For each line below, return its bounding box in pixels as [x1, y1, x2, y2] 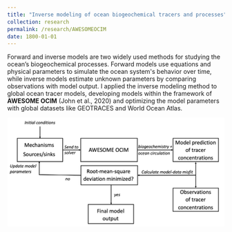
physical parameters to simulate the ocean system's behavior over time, [7, 68, 212, 76]
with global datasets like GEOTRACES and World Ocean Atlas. [7, 104, 183, 113]
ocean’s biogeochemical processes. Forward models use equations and [7, 60, 211, 68]
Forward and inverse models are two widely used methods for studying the [7, 52, 221, 61]
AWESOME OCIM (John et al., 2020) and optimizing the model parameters [7, 97, 220, 105]
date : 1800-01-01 [7, 33, 57, 40]
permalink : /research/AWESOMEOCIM [7, 26, 107, 32]
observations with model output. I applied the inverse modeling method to [7, 82, 217, 90]
